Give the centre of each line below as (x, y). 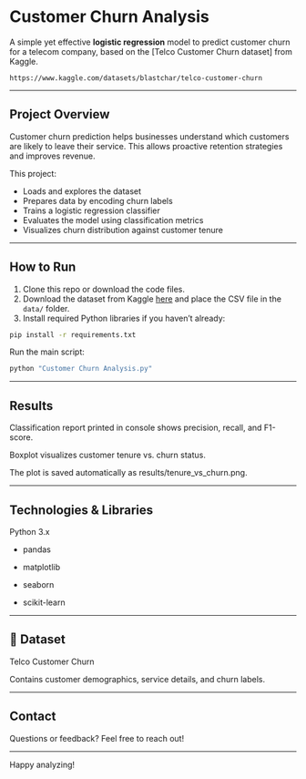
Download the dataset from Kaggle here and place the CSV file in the (152, 299)
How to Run (43, 267)
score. (21, 437)
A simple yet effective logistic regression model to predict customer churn (150, 42)
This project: (33, 173)
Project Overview (60, 114)
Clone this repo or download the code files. (103, 289)
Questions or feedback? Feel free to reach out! (97, 738)
